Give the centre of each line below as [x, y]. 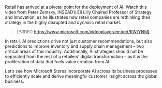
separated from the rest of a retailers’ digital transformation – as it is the [76, 57]
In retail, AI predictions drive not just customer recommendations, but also [79, 41]
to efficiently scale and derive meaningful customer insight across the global [81, 76]
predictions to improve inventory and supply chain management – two [74, 46]
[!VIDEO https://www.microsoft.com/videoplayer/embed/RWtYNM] [83, 32]
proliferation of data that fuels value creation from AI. [58, 62]
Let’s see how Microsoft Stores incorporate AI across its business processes [81, 71]
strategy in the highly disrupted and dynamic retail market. [63, 22]
